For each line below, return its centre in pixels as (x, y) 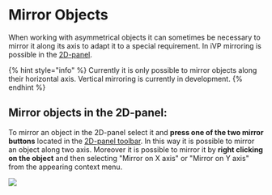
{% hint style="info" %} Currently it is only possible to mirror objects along (133, 70)
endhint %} (27, 87)
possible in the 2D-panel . (51, 54)
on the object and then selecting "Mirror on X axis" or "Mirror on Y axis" (129, 158)
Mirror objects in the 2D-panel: (88, 113)
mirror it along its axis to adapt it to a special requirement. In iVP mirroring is (135, 45)
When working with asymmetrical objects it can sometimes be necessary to (134, 37)
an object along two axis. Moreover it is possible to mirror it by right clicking (136, 149)
